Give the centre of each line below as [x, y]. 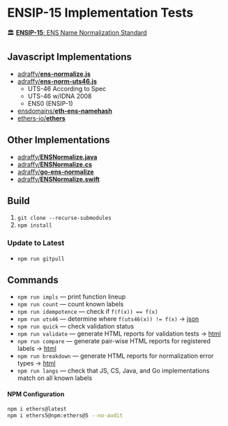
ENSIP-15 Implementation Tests [100, 13]
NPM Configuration [36, 394]
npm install [35, 226]
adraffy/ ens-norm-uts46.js [57, 81]
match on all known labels [55, 378]
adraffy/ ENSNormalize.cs [55, 164]
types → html [36, 363]
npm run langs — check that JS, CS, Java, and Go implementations [113, 371]
